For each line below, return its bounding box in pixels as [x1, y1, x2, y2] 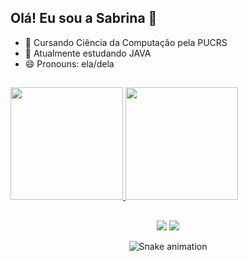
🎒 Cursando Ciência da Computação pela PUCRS [24, 36, 228, 48]
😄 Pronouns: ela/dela [24, 57, 115, 70]
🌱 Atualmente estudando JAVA [24, 47, 152, 59]
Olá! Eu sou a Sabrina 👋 [10, 10, 158, 27]
